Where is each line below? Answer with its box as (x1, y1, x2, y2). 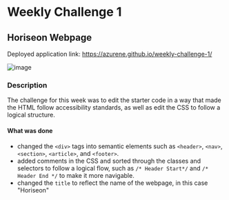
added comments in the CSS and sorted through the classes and (17, 157, 201, 165)
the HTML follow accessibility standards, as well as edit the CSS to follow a (7, 103, 221, 112)
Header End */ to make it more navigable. (17, 171, 135, 179)
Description (7, 80, 48, 90)
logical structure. (7, 111, 55, 119)
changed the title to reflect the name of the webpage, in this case (17, 179, 208, 187)
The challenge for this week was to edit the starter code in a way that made (7, 96, 222, 104)
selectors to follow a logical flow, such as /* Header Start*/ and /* (17, 163, 209, 172)
